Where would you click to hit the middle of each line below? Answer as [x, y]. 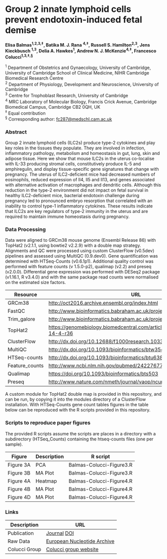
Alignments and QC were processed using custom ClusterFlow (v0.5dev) [80, 251]
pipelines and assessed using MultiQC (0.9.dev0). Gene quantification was [82, 256]
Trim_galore [22, 319]
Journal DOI [60, 533]
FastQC [16, 311]
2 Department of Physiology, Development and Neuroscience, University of [82, 84]
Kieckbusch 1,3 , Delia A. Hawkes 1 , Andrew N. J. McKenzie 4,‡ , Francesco [81, 51]
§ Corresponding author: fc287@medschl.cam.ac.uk [59, 119]
